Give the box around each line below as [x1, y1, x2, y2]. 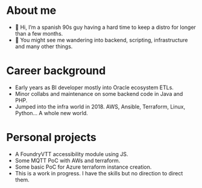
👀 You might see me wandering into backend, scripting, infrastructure [14, 36, 188, 43]
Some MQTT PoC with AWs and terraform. [14, 157, 121, 164]
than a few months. [14, 30, 63, 37]
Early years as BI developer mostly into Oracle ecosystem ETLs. [14, 84, 174, 91]
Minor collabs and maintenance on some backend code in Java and [14, 90, 183, 97]
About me [6, 4, 57, 17]
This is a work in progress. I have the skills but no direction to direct [14, 169, 183, 177]
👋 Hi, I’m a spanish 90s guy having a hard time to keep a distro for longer [14, 23, 196, 31]
